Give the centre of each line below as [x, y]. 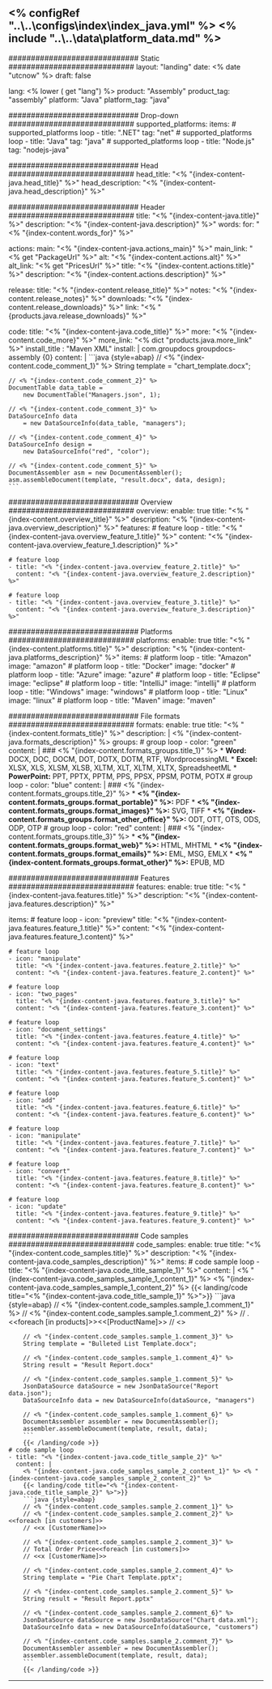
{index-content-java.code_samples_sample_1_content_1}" [103, 1278]
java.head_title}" [36, 182]
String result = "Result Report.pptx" [88, 1598]
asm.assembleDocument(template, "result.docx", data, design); [117, 480]
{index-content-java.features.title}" [67, 895]
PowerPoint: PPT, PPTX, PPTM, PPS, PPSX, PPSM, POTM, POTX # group [131, 776]
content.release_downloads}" [57, 307]
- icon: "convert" [39, 1171]
